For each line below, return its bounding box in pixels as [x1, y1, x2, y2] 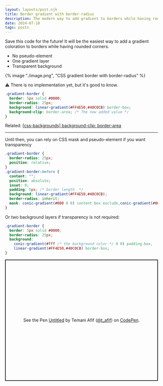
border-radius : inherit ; [9, 196, 60, 201]
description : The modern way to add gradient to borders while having [5, 16, 151, 21]
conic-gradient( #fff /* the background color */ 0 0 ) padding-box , [14, 241, 153, 246]
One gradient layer [12, 58, 49, 64]
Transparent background [12, 64, 62, 69]
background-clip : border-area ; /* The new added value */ [9, 110, 130, 114]
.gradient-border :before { [5, 169, 60, 174]
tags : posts [5, 25, 29, 30]
